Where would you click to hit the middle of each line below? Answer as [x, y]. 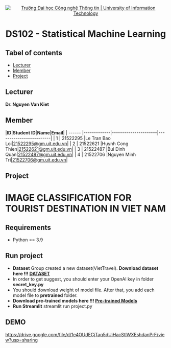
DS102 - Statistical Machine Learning [86, 34]
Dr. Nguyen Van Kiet [27, 104]
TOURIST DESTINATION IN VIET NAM [86, 209]
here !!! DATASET [31, 273]
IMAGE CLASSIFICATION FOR [68, 198]
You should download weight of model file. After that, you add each [83, 290]
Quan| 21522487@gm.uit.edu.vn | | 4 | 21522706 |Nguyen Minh [71, 154]
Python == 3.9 [28, 240]
